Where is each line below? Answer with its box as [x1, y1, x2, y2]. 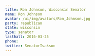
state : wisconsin [5, 25, 40, 30]
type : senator [5, 30, 34, 35]
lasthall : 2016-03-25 [5, 35, 49, 39]
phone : [5, 39, 19, 44]
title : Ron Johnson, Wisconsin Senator [5, 7, 86, 12]
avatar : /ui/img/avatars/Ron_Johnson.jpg [5, 16, 91, 21]
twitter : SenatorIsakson [5, 43, 56, 48]
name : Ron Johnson [5, 12, 42, 17]
